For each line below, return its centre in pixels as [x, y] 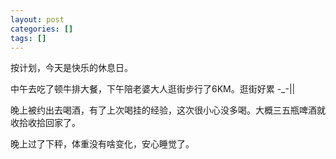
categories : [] [42, 29]
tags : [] [28, 38]
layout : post [37, 19]
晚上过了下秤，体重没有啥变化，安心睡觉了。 [102, 144]
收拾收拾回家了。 [45, 123]
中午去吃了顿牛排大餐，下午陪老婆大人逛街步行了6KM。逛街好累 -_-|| [153, 89]
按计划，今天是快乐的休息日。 [71, 68]
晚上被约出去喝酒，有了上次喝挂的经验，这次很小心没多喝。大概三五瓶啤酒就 [168, 110]
